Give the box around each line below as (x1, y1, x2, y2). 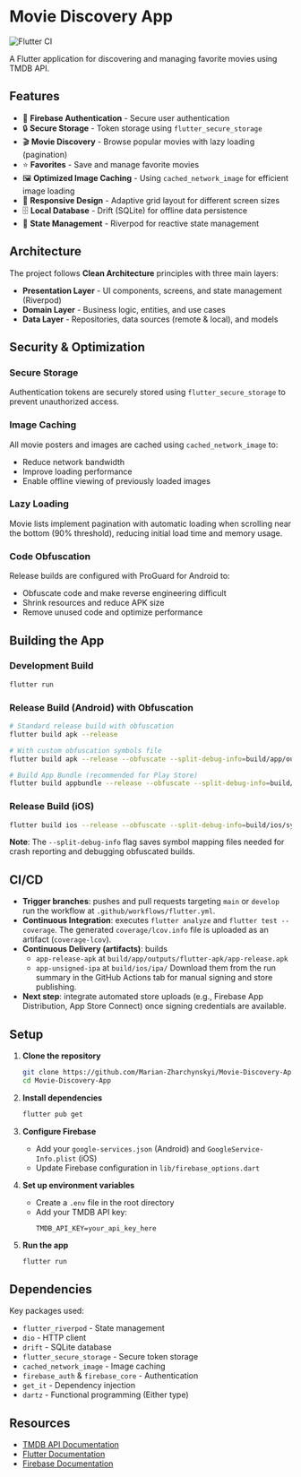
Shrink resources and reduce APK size (21, 598, 165, 609)
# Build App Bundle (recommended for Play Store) (9, 771, 199, 780)
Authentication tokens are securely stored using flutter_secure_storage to (9, 387, 287, 398)
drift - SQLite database (21, 1342, 112, 1352)
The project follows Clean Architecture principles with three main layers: (9, 267, 279, 279)
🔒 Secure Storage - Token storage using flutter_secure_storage (21, 123, 262, 134)
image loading (21, 186, 75, 196)
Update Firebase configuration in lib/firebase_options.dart (35, 1162, 260, 1173)
